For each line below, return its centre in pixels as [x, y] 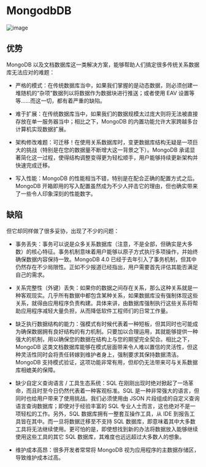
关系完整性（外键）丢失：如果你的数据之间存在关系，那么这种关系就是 [104, 288]
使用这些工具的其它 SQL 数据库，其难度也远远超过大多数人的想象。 [100, 436]
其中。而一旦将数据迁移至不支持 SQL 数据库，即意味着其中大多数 [114, 421]
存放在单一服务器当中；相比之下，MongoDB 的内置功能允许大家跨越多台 [106, 121]
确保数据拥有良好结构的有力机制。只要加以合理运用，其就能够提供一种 [109, 331]
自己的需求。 [31, 275]
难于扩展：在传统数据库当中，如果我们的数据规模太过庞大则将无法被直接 [106, 114]
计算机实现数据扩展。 [42, 129]
